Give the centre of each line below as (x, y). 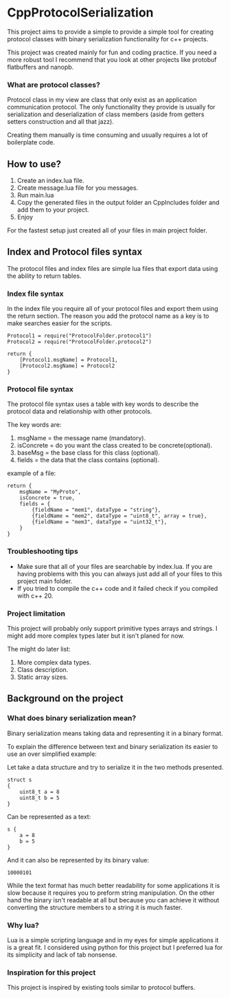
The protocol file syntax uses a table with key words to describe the (103, 404)
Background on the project (65, 698)
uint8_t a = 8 (39, 792)
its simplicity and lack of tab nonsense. (62, 955)
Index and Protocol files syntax (75, 252)
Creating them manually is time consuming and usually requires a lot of (107, 135)
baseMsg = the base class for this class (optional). (88, 453)
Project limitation (36, 614)
